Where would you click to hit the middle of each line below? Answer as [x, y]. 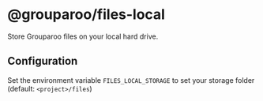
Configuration [43, 61]
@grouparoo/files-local [86, 15]
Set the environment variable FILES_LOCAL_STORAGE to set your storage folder [131, 80]
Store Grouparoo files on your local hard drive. [83, 36]
